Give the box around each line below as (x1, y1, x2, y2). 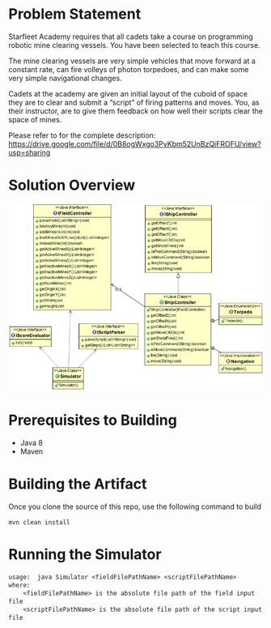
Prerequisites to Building (8, 411, 178, 429)
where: (8, 581, 31, 589)
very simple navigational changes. (8, 73, 123, 83)
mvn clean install (8, 518, 70, 527)
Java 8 (19, 438, 43, 448)
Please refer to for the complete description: (8, 130, 156, 140)
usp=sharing (8, 147, 51, 157)
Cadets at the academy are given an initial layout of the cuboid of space (8, 88, 248, 98)
